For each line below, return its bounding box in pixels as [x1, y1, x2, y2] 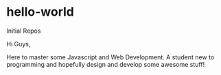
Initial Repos [6, 27, 41, 35]
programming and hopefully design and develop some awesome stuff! [6, 60, 205, 68]
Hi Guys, [6, 40, 31, 48]
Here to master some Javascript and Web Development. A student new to [6, 52, 215, 61]
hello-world [6, 4, 75, 20]
